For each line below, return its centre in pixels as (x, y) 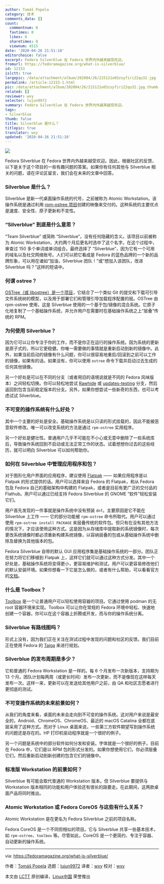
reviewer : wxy (20, 96)
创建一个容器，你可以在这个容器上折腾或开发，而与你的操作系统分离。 (76, 614)
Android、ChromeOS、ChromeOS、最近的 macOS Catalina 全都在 (84, 721)
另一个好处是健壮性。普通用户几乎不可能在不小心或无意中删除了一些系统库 (80, 438)
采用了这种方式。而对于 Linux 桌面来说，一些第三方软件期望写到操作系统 (82, 727)
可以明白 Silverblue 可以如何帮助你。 (55, 450)
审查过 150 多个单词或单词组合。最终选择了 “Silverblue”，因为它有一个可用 (80, 248)
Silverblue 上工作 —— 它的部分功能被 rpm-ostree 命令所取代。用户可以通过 (80, 516)
